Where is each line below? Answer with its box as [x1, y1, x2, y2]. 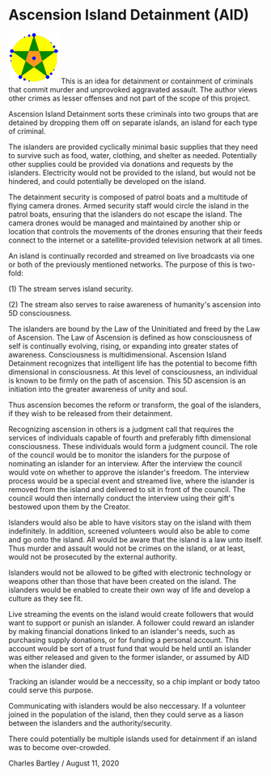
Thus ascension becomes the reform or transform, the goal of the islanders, [8, 400, 261, 409]
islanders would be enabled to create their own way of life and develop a [8, 585, 251, 594]
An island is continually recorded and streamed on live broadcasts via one [8, 251, 255, 260]
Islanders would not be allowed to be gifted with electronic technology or [8, 568, 252, 577]
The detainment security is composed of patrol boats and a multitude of [8, 192, 248, 202]
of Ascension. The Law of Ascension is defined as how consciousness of [8, 332, 252, 342]
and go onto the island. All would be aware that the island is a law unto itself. [8, 534, 263, 544]
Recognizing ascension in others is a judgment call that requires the [8, 424, 235, 434]
